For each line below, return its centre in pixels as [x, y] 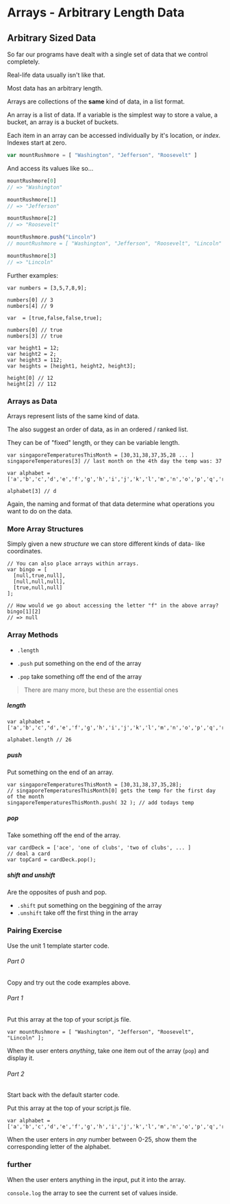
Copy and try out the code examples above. [69, 983]
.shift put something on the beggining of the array [89, 906]
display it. [21, 1058]
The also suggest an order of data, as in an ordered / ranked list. [98, 429]
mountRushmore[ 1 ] [32, 200]
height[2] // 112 [32, 384]
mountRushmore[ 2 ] [32, 218]
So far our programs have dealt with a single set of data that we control [107, 54]
